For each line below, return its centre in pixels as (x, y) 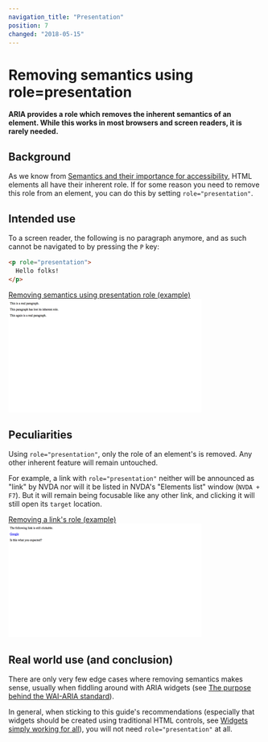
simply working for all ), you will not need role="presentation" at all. (121, 729)
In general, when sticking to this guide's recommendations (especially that (132, 712)
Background (39, 157)
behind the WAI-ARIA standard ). (61, 696)
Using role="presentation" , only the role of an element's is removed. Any (130, 454)
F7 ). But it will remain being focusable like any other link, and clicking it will (132, 495)
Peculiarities (40, 435)
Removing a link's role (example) (62, 520)
